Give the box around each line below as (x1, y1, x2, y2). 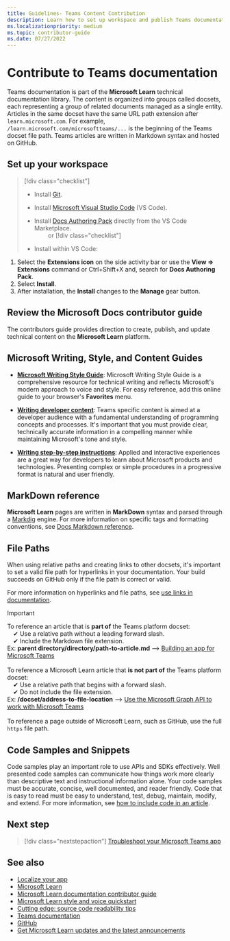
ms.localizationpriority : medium (7, 23, 103, 29)
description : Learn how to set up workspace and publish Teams (7, 16, 192, 23)
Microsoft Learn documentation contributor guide (16, 890, 157, 898)
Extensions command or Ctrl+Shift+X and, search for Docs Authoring (16, 265, 216, 273)
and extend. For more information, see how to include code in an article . (7, 798, 210, 807)
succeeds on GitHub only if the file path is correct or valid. (7, 575, 172, 584)
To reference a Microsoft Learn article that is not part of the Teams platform (7, 666, 222, 674)
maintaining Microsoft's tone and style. (16, 435, 127, 443)
